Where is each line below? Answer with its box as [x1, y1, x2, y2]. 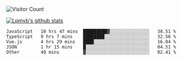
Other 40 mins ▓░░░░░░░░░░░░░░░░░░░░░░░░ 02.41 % [6, 49, 177, 55]
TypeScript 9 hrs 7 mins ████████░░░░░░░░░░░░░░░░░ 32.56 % [6, 34, 177, 40]
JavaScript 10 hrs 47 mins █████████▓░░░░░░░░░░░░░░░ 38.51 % [6, 28, 177, 34]
